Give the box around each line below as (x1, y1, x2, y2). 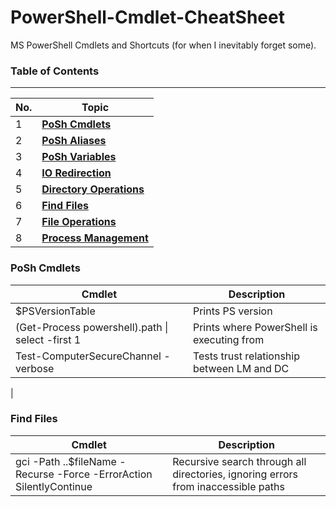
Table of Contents (10, 64, 100, 78)
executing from (192, 332, 265, 346)
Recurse (15, 467, 55, 481)
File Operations (41, 215, 117, 229)
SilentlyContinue (15, 479, 93, 493)
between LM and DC (192, 361, 290, 375)
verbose (15, 361, 55, 375)
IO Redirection (41, 166, 112, 180)
